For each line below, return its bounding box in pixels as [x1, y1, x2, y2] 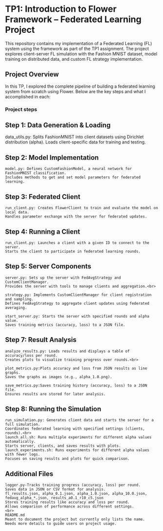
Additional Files [5, 469, 54, 478]
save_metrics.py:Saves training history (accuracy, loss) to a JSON [5, 383, 147, 388]
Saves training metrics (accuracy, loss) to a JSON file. [5, 322, 125, 327]
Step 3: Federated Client [5, 193, 81, 201]
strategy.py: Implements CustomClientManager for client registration [5, 292, 152, 297]
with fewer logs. [5, 452, 41, 457]
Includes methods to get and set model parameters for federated [5, 175, 141, 180]
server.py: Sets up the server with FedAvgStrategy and [5, 275, 121, 280]
